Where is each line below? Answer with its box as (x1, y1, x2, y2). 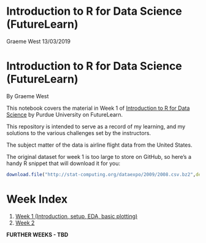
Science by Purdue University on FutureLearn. (6, 110, 123, 118)
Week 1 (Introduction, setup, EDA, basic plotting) (15, 212, 138, 220)
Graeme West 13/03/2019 (6, 37, 71, 45)
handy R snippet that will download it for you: (6, 160, 121, 167)
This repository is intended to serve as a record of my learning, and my (6, 123, 186, 130)
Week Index (6, 192, 68, 206)
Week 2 (15, 219, 35, 226)
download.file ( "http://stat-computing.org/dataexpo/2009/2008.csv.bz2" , (6, 171, 196, 177)
